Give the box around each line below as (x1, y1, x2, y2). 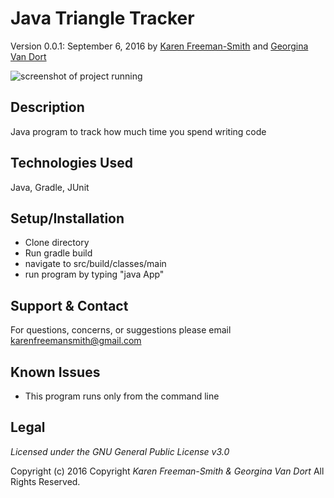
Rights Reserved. (10, 475, 81, 487)
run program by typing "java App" (24, 268, 165, 281)
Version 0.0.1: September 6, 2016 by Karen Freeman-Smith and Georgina (10, 40, 309, 52)
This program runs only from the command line (24, 390, 220, 402)
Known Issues (10, 363, 101, 381)
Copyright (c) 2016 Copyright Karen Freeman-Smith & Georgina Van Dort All (10, 465, 325, 477)
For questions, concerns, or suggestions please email (10, 324, 232, 336)
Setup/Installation (10, 210, 125, 227)
